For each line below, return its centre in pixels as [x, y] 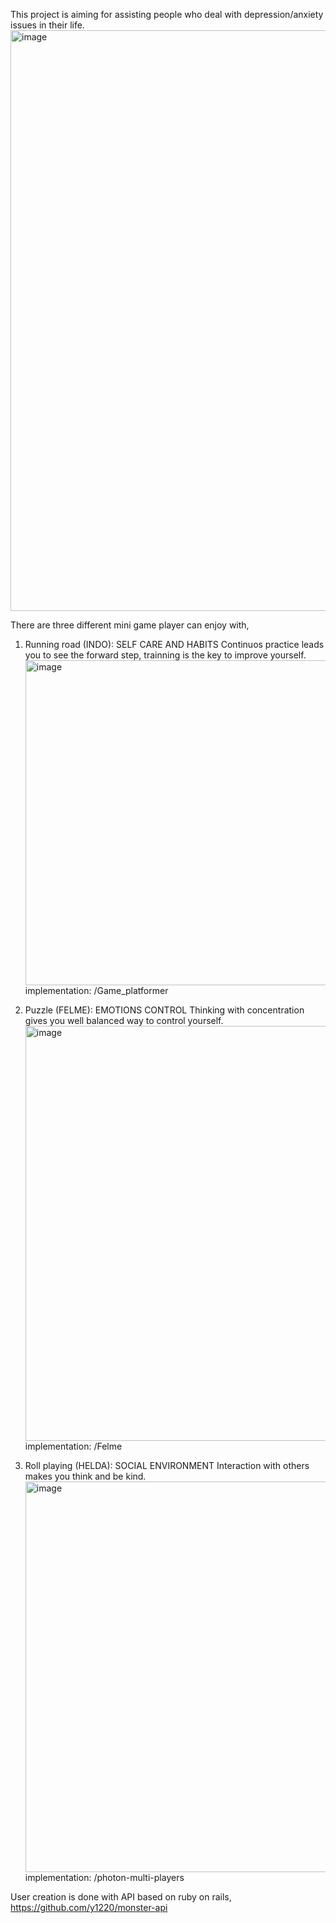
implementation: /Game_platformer [96, 990]
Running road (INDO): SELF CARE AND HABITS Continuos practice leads [174, 644]
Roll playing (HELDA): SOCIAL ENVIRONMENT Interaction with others [167, 1465]
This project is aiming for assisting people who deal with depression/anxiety [167, 14]
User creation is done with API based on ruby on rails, [121, 1897]
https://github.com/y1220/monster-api [89, 1907]
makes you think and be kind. [85, 1476]
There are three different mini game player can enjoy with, [130, 625]
